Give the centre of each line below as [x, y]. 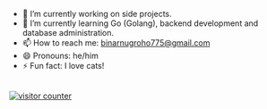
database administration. [68, 33]
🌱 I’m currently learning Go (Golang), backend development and [140, 23]
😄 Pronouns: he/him [60, 55]
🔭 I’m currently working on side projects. [97, 14]
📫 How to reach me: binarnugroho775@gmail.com [116, 43]
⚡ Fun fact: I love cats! [63, 66]
